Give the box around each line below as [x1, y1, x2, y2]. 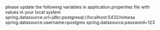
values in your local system [5, 9, 61, 15]
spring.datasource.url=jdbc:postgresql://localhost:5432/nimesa [5, 15, 135, 20]
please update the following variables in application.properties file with [5, 4, 150, 10]
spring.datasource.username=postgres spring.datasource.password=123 [5, 19, 155, 25]
